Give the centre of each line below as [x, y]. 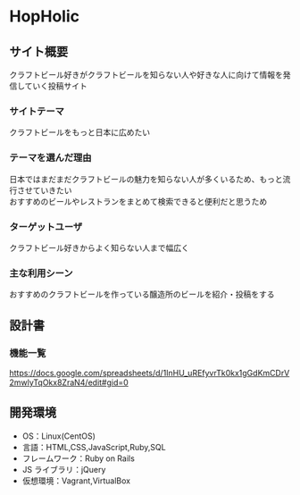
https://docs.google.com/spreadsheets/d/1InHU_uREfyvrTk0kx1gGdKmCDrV [150, 373]
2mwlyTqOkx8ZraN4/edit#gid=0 [69, 382]
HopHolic [45, 17]
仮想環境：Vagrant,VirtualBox [76, 481]
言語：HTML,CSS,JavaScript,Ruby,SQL [94, 447]
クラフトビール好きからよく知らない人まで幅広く [99, 247]
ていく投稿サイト [56, 86]
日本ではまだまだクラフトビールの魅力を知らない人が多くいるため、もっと [146, 179]
